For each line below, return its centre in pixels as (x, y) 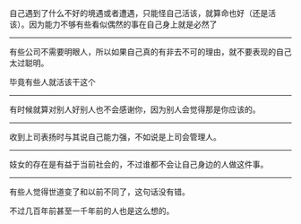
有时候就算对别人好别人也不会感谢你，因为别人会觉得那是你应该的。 (135, 109)
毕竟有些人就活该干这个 (52, 82)
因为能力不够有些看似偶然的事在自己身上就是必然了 (123, 24)
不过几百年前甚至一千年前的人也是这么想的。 (92, 211)
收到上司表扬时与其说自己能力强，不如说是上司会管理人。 (115, 137)
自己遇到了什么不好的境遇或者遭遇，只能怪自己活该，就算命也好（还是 (139, 13)
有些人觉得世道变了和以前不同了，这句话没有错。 (99, 192)
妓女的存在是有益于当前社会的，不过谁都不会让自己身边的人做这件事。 (139, 164)
